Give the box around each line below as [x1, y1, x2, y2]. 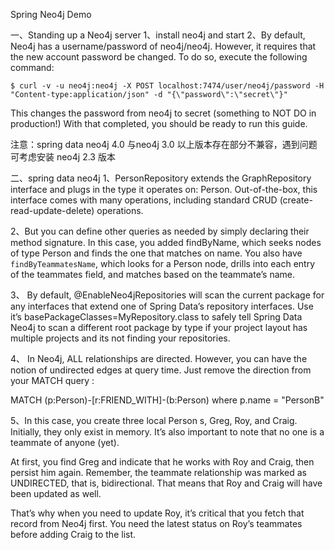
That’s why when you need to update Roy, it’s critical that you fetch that [10, 507, 305, 519]
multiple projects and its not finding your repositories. [10, 332, 231, 344]
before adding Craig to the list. [10, 529, 137, 540]
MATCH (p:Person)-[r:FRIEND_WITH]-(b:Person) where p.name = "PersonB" [10, 394, 325, 406]
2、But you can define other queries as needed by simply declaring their [10, 225, 310, 237]
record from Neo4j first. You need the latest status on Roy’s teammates [10, 518, 303, 529]
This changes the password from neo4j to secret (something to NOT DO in [10, 107, 317, 119]
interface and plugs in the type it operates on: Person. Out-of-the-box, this [10, 184, 318, 195]
